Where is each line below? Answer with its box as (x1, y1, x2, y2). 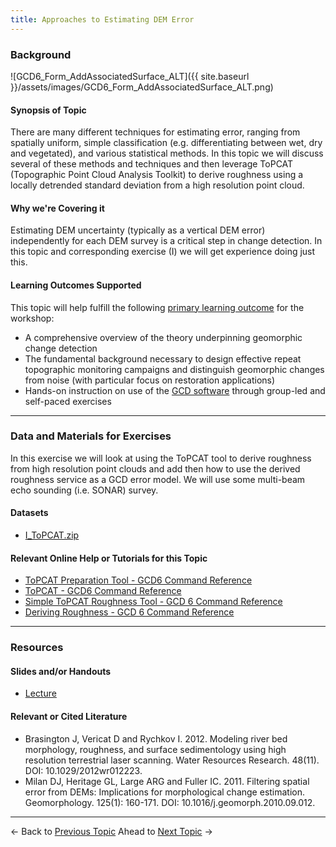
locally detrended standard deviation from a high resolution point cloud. (10, 179, 305, 191)
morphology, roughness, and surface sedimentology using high (24, 743, 287, 755)
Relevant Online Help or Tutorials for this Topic (10, 552, 208, 564)
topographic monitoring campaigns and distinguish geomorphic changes (24, 363, 325, 375)
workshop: (10, 312, 55, 324)
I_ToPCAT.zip (24, 529, 80, 541)
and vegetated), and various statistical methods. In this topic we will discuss (10, 147, 324, 160)
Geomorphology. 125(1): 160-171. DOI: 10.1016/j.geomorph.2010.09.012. (24, 796, 316, 808)
